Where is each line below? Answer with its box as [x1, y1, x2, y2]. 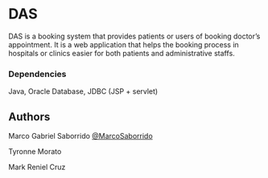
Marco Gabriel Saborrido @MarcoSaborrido [8, 131, 153, 141]
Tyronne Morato [8, 147, 62, 156]
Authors [8, 110, 51, 123]
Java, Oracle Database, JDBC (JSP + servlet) [8, 87, 159, 96]
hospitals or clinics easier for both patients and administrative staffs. [8, 48, 235, 58]
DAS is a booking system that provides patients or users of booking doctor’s [8, 31, 261, 41]
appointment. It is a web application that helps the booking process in [8, 39, 239, 49]
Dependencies [8, 68, 67, 79]
